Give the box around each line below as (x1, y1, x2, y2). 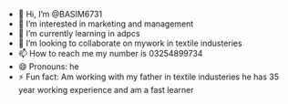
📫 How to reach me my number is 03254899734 (17, 48, 203, 58)
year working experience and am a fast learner (17, 85, 194, 95)
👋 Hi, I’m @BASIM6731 (17, 9, 103, 19)
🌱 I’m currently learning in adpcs (17, 28, 140, 38)
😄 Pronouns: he (17, 61, 79, 72)
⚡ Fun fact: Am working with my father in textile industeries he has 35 (17, 71, 280, 82)
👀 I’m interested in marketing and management (17, 18, 194, 29)
